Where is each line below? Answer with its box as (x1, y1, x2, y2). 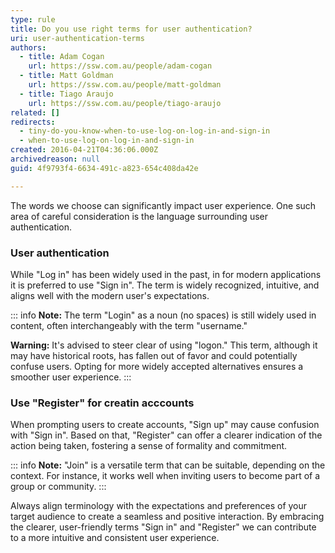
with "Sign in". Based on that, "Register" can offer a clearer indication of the (10, 429, 323, 441)
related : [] (10, 107, 60, 118)
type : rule (10, 14, 56, 25)
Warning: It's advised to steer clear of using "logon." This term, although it (10, 339, 318, 351)
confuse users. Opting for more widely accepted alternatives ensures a (10, 360, 304, 372)
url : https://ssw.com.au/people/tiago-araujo (28, 98, 222, 108)
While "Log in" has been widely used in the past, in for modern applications (10, 268, 322, 280)
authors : (10, 42, 47, 53)
